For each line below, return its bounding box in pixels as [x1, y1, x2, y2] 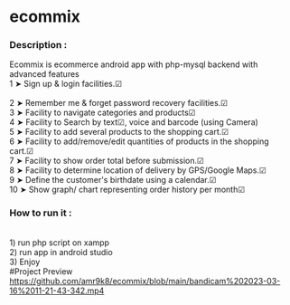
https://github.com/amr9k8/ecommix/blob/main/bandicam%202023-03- [9, 275, 281, 286]
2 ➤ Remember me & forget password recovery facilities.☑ [9, 98, 229, 109]
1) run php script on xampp [9, 237, 110, 248]
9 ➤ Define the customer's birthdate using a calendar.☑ [9, 175, 217, 186]
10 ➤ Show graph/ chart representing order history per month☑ [9, 184, 246, 195]
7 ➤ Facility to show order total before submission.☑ [9, 156, 205, 167]
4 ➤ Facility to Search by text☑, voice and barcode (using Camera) [9, 117, 259, 128]
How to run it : [9, 206, 72, 219]
